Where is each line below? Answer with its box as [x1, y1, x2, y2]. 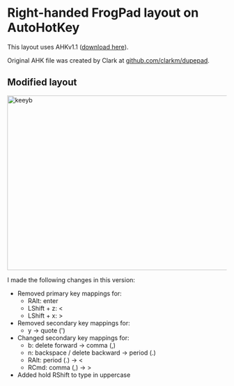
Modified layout [7, 77, 77, 88]
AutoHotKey [7, 20, 80, 36]
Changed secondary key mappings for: [17, 333, 130, 342]
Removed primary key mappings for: [17, 289, 122, 298]
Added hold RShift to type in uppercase [17, 371, 131, 379]
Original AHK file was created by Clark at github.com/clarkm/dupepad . [7, 56, 210, 64]
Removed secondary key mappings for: [17, 318, 130, 327]
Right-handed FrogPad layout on [7, 5, 199, 21]
